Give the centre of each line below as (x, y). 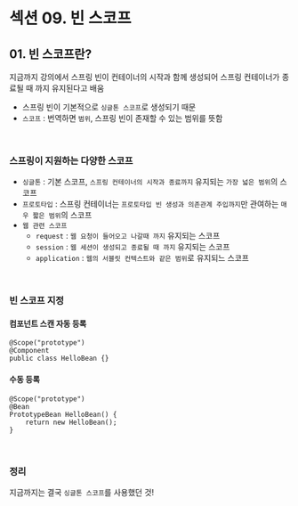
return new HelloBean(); (71, 422)
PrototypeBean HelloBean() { (63, 414)
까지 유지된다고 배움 (70, 88)
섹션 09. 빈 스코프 (70, 18)
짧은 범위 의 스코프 (62, 216)
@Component (29, 351)
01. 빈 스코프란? (50, 54)
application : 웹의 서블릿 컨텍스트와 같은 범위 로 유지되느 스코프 (142, 258)
